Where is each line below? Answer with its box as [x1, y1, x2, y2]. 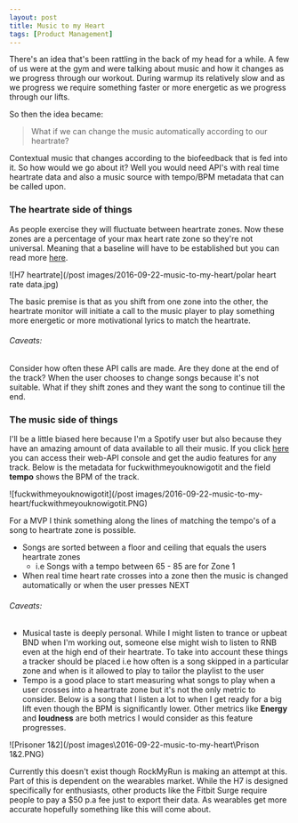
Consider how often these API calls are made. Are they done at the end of [9, 362, 279, 374]
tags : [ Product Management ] [9, 29, 114, 38]
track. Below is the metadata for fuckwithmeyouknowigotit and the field [9, 462, 271, 472]
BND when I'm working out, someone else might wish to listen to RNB [21, 637, 278, 648]
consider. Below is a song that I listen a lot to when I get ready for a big [21, 694, 282, 705]
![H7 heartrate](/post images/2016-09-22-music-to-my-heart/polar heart [9, 269, 277, 280]
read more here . [9, 252, 68, 262]
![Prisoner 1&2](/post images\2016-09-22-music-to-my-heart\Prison [9, 739, 260, 750]
